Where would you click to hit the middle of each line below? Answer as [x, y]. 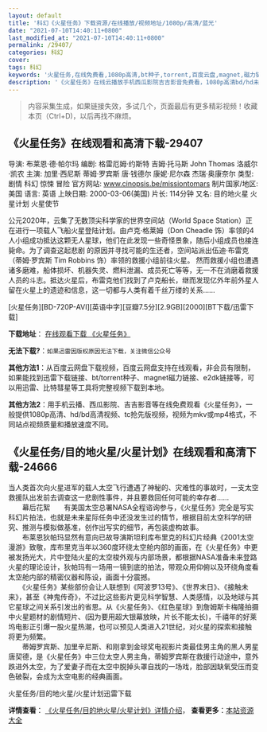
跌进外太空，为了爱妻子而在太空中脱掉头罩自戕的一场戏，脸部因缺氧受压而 [130, 667]
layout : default [35, 16]
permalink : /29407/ [41, 45]
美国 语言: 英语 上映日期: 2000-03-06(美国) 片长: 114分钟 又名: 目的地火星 [128, 194]
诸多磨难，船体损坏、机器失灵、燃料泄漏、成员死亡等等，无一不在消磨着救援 [133, 271]
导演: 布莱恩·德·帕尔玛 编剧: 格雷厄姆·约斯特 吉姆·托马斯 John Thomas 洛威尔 [133, 164]
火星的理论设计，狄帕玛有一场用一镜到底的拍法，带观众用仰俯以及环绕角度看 [133, 567]
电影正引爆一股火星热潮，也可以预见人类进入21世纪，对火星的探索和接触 [133, 627]
